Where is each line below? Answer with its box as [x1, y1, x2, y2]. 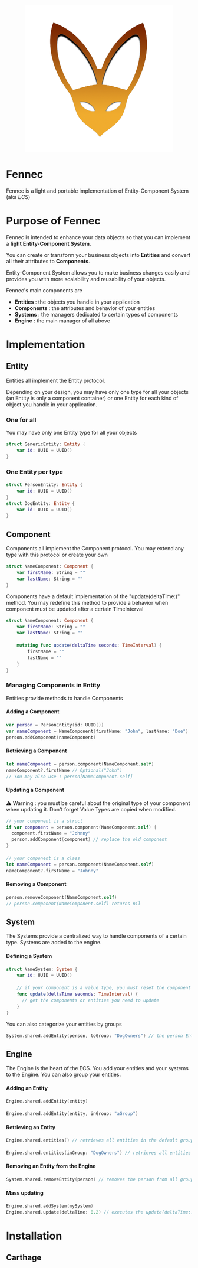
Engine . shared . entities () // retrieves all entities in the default [6, 1137, 178, 1143]
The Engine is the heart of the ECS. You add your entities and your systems [6, 1065, 189, 1072]
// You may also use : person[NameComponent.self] [6, 774, 133, 780]
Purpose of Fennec [6, 214, 101, 228]
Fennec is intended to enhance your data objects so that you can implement [6, 233, 190, 240]
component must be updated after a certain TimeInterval [6, 605, 144, 612]
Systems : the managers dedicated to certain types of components [14, 311, 179, 318]
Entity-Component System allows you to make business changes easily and [6, 269, 190, 276]
